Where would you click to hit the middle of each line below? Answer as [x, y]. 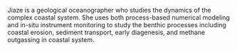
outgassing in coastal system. [51, 40]
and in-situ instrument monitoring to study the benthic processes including [117, 25]
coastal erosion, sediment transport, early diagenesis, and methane [106, 32]
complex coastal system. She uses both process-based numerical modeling [118, 17]
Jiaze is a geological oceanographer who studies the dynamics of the [109, 10]
